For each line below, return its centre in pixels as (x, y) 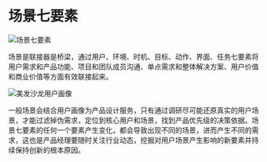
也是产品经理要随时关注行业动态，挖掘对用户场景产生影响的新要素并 (140, 140)
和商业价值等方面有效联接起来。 (60, 76)
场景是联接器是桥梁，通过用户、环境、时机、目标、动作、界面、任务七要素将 (133, 56)
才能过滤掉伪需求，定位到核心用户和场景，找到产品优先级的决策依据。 (137, 120)
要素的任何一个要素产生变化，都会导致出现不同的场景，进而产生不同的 (137, 130)
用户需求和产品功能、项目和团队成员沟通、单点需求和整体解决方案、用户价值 (133, 66)
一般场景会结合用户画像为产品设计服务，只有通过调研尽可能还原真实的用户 (130, 110)
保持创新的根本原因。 (50, 150)
